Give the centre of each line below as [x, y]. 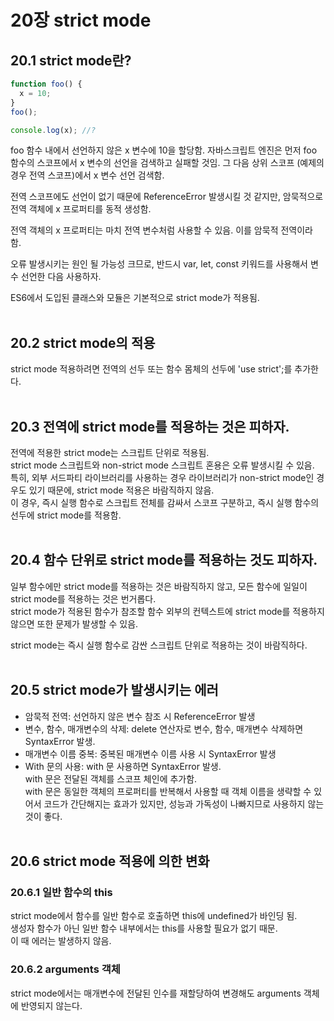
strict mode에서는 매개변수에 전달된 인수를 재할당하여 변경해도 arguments [156, 993]
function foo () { [46, 84]
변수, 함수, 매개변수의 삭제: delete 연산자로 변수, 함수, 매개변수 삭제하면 [164, 728]
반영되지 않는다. [51, 1005]
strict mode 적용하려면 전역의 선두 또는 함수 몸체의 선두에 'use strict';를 [151, 369]
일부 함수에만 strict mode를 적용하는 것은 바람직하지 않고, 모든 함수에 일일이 [159, 586]
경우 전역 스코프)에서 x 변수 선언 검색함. [87, 175]
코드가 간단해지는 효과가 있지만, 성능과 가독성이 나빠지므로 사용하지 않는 [184, 803]
